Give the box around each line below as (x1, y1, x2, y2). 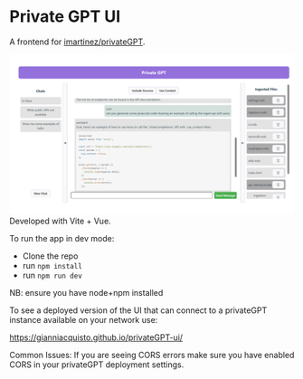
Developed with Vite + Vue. (9, 215, 111, 227)
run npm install (22, 261, 83, 271)
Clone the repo (22, 251, 79, 261)
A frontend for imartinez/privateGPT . (9, 36, 146, 47)
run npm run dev (22, 270, 83, 281)
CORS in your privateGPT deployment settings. (9, 359, 185, 370)
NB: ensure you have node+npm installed (9, 288, 164, 298)
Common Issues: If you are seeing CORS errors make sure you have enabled (9, 350, 295, 361)
